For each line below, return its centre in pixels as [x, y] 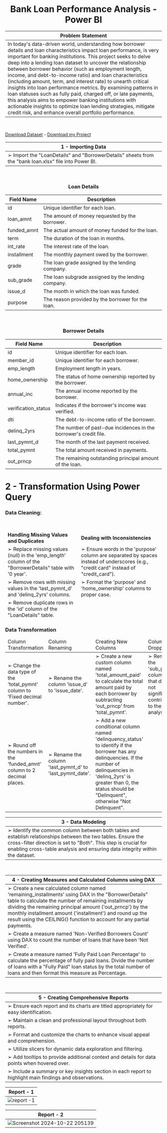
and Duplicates [26, 541]
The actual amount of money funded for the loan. [100, 230]
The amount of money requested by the [89, 216]
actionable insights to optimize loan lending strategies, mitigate [81, 106]
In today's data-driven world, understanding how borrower [77, 44]
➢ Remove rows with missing [42, 582]
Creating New [111, 642]
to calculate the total [119, 681]
